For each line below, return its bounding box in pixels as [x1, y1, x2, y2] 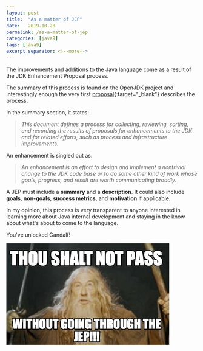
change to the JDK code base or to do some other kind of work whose [21, 170, 198, 177]
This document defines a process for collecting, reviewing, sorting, [21, 120, 189, 128]
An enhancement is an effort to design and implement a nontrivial [21, 163, 186, 170]
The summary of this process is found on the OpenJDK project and [6, 84, 174, 91]
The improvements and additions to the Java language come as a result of [6, 66, 192, 73]
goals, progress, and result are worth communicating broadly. [21, 176, 177, 184]
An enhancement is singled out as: [6, 151, 93, 159]
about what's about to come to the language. [6, 219, 119, 226]
